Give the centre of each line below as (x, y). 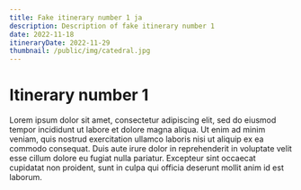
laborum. (26, 177)
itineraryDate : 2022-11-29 (60, 43)
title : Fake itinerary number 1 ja (76, 17)
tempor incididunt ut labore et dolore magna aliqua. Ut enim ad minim (137, 130)
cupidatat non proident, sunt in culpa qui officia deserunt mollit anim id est (147, 168)
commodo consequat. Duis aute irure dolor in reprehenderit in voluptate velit (150, 149)
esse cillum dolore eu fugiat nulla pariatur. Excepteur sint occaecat (133, 159)
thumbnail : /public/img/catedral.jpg (80, 51)
